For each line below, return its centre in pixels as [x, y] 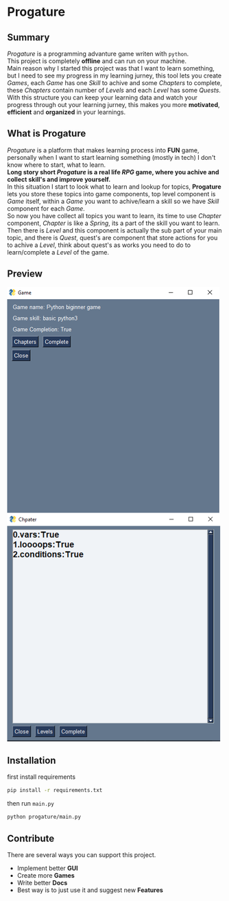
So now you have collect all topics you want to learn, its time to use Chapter [114, 215]
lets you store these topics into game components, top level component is [111, 194]
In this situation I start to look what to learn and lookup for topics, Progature [114, 187]
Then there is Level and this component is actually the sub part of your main [114, 230]
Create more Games [46, 875]
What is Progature [47, 133]
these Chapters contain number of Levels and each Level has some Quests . [114, 90]
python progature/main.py [44, 817]
